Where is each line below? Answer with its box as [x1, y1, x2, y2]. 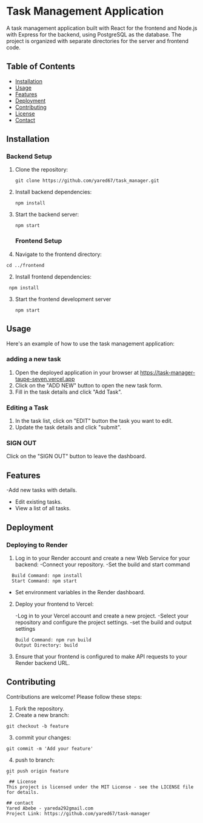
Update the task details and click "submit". [15, 424, 122, 431]
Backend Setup [6, 152, 53, 161]
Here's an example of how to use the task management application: [6, 339, 175, 347]
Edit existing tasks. [15, 498, 62, 505]
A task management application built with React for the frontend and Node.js [6, 24, 198, 32]
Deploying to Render [6, 540, 68, 549]
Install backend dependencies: [15, 189, 92, 196]
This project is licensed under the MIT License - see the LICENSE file [6, 783, 194, 790]
